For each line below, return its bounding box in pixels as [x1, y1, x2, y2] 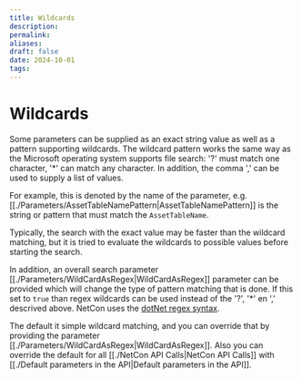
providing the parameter [9, 330, 100, 341]
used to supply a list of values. [9, 172, 125, 183]
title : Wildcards [9, 13, 75, 23]
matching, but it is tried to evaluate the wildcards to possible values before [9, 236, 289, 247]
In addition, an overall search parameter [9, 263, 159, 274]
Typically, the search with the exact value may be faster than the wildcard [9, 227, 286, 238]
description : [9, 22, 59, 31]
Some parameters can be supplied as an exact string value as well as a [9, 133, 276, 144]
